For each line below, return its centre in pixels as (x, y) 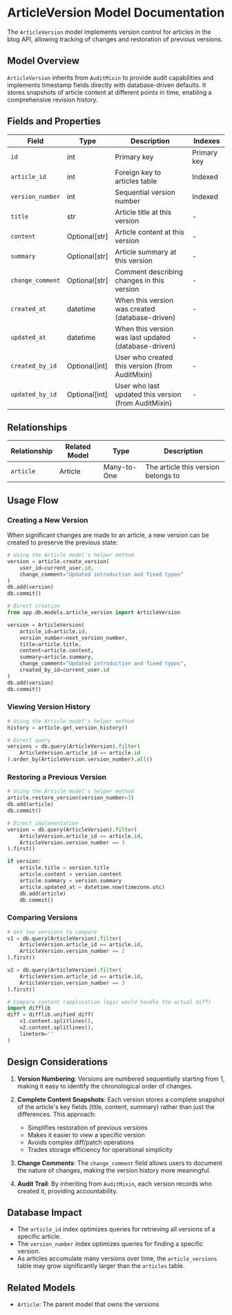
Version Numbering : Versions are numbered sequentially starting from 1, (121, 1079)
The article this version (182, 467)
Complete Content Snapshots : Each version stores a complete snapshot (121, 1099)
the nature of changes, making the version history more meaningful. (114, 1170)
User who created (144, 357)
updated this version (148, 394)
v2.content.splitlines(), (57, 1028)
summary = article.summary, (57, 657)
